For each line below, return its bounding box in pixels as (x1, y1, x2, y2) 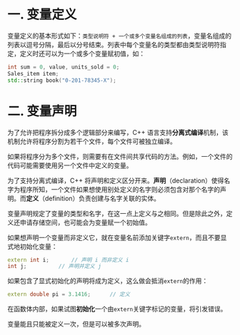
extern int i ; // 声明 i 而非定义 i (7, 256, 129, 264)
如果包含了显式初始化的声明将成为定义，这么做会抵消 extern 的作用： (7, 277, 209, 285)
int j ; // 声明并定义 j (7, 263, 101, 270)
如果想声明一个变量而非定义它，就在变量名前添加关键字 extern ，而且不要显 (7, 233, 227, 242)
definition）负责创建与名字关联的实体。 (44, 194, 161, 202)
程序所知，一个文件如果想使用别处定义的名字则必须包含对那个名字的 (19, 185, 220, 193)
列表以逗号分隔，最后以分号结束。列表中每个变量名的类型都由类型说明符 (7, 40, 220, 48)
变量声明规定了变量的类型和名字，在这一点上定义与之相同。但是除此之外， (7, 209, 226, 217)
